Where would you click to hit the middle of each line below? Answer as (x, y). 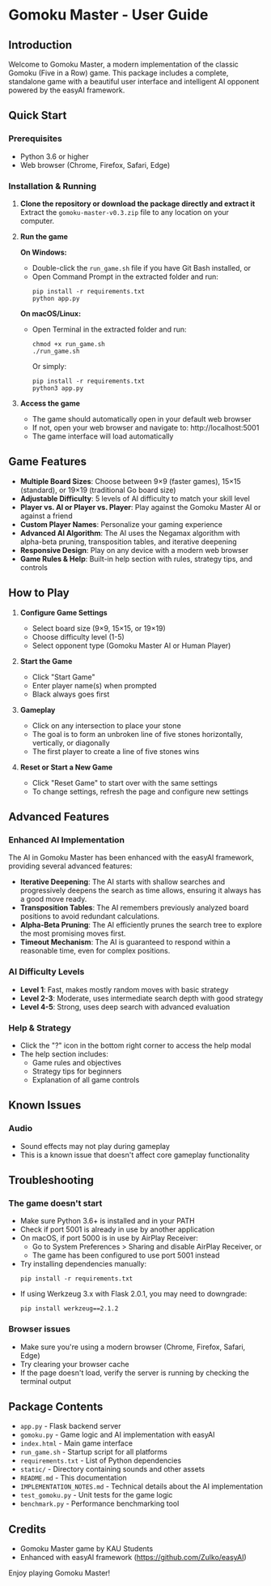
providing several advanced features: (70, 866)
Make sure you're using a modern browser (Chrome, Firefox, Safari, (133, 1347)
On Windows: (43, 252)
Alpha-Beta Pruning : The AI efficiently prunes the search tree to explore (141, 925)
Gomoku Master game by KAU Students (87, 1549)
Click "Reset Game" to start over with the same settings (125, 782)
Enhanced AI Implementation (67, 839)
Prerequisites (35, 139)
